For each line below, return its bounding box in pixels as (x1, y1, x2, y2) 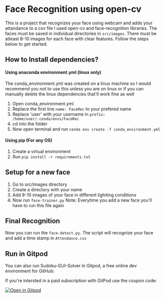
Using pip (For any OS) (5, 138, 53, 144)
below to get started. (5, 41, 48, 47)
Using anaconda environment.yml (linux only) (5, 69, 102, 75)
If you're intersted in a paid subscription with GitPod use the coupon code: (5, 278, 157, 284)
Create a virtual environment (12, 148, 71, 154)
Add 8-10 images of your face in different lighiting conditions (12, 192, 137, 198)
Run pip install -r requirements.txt (12, 153, 91, 159)
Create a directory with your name (12, 186, 83, 192)
